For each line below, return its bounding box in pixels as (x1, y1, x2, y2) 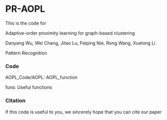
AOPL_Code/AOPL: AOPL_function (5, 74, 78, 81)
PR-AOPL (5, 3, 45, 15)
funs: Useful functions (5, 84, 52, 90)
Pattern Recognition (5, 50, 47, 56)
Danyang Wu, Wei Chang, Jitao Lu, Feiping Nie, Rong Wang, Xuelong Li (5, 39, 156, 46)
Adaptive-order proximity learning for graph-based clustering (5, 30, 135, 36)
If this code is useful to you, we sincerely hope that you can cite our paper (5, 109, 162, 115)
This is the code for (5, 20, 47, 26)
